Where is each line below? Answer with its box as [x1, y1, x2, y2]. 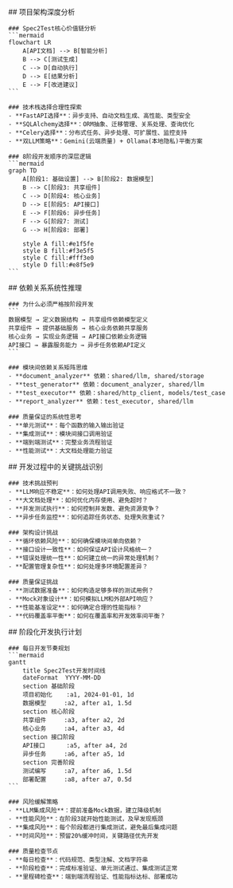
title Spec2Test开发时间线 [22, 667, 106, 675]
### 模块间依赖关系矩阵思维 [8, 364, 88, 372]
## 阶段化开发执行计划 [8, 627, 82, 636]
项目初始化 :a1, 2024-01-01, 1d [22, 691, 134, 699]
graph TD [8, 167, 37, 175]
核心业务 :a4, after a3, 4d [22, 724, 125, 732]
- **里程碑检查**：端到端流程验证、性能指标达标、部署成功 [8, 873, 178, 881]
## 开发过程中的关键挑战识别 [8, 462, 103, 472]
